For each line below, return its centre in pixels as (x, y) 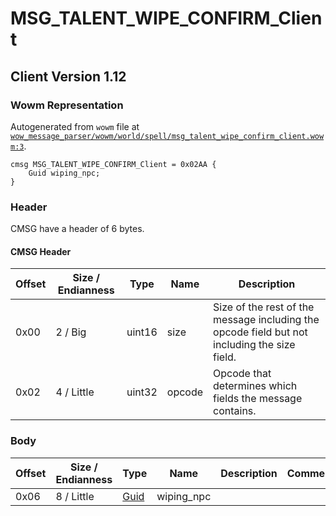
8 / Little (75, 496)
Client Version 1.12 (68, 76)
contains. (235, 411)
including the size (254, 345)
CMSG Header (41, 251)
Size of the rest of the (264, 307)
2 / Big (71, 332)
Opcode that (242, 374)
